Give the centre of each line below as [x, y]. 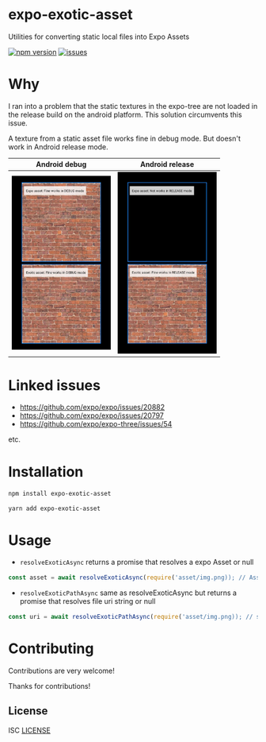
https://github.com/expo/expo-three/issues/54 [96, 424]
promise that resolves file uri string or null [87, 601]
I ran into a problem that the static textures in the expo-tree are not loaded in [133, 106]
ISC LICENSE [30, 730]
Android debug [61, 164]
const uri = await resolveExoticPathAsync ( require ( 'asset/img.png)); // [131, 617]
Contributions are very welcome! [61, 671]
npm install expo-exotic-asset [60, 494]
